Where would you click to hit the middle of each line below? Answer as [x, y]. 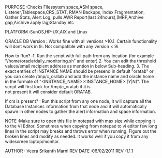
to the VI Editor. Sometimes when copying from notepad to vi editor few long [81, 126]
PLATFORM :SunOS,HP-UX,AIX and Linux [46, 32]
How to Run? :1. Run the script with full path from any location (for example [80, 56]
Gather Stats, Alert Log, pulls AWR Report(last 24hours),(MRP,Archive [74, 17]
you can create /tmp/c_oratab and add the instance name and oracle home [80, 76]
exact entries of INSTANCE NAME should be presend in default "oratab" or [79, 71]
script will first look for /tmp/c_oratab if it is [48, 87]
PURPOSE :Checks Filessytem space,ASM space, [54, 7]
